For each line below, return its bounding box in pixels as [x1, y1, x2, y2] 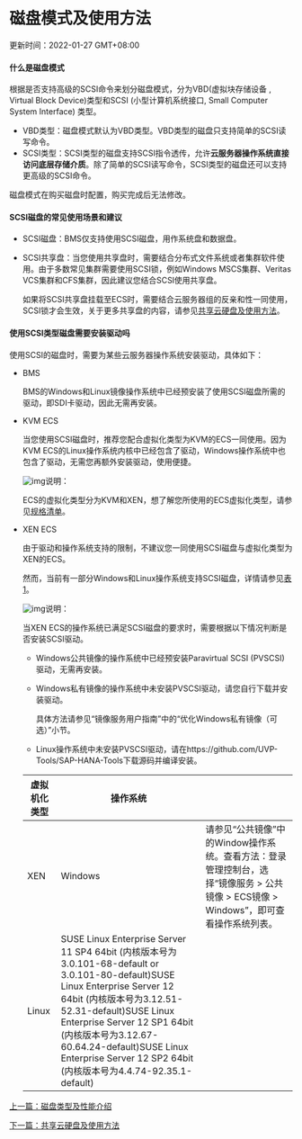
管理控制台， [205, 863, 261, 875]
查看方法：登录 [223, 849, 288, 862]
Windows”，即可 [205, 903, 276, 916]
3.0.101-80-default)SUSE [60, 968, 175, 981]
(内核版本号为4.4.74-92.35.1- [60, 1064, 193, 1077]
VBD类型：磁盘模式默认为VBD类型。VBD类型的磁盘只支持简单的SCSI [22, 125, 279, 136]
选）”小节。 [35, 724, 75, 735]
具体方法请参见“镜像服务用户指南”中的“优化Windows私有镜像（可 [35, 713, 279, 724]
